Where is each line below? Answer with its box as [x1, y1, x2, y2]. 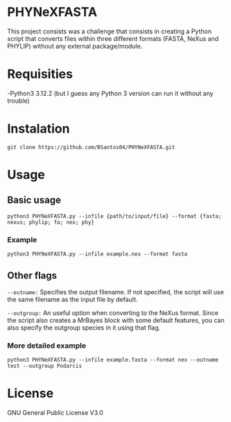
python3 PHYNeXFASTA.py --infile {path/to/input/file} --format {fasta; [7, 212, 222, 219]
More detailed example [7, 341, 87, 351]
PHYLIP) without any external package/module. [7, 42, 143, 50]
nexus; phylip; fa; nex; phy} [7, 219, 95, 226]
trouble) [7, 96, 30, 105]
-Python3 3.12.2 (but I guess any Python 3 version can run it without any [7, 89, 214, 97]
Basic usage [7, 194, 61, 206]
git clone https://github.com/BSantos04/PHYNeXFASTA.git [7, 144, 176, 151]
